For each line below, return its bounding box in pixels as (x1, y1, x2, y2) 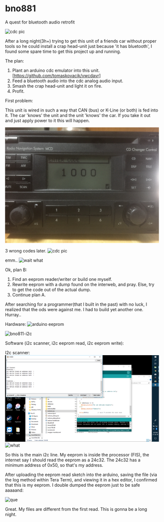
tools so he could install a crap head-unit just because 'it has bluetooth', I (5, 43, 152, 49)
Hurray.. (5, 312, 21, 318)
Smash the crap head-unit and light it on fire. (12, 83, 102, 89)
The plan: (5, 58, 24, 64)
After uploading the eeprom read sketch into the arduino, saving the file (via (5, 472, 157, 477)
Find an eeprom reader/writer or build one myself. (12, 276, 112, 282)
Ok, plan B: (5, 267, 27, 272)
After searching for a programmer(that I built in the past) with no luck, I (5, 301, 147, 307)
